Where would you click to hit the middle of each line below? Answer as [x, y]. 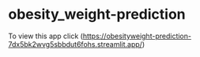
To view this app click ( [45, 36]
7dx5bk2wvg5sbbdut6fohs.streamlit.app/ [75, 44]
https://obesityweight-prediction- [137, 36]
